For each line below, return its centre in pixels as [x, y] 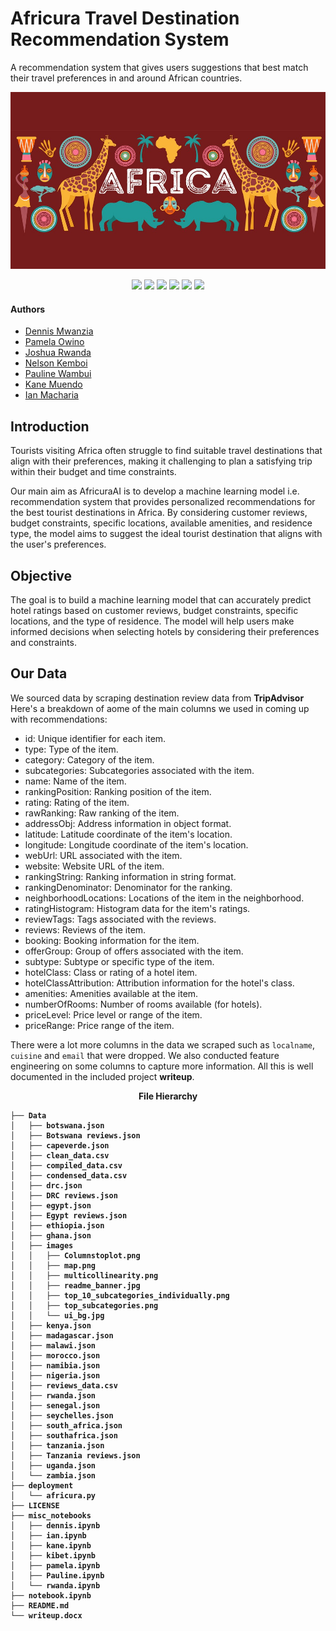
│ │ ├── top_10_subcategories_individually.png [120, 1295]
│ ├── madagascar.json [62, 1335]
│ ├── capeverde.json [60, 1145]
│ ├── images [42, 1245]
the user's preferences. [58, 544]
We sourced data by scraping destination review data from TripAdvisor [157, 698]
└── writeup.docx [46, 1615]
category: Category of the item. [89, 759]
